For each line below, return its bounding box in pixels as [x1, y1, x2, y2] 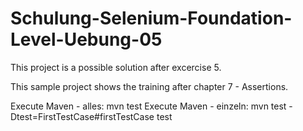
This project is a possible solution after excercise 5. [10, 61, 222, 73]
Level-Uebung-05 [10, 28, 163, 51]
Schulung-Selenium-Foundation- [10, 7, 293, 30]
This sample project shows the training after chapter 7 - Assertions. [10, 80, 289, 92]
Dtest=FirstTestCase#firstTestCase [10, 110, 155, 122]
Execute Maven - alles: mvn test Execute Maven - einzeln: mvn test [10, 100, 287, 112]
